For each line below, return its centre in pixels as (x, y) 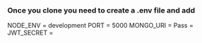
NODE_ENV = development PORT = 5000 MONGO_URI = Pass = (101, 26)
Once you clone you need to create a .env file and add (101, 10)
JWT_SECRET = (30, 33)
